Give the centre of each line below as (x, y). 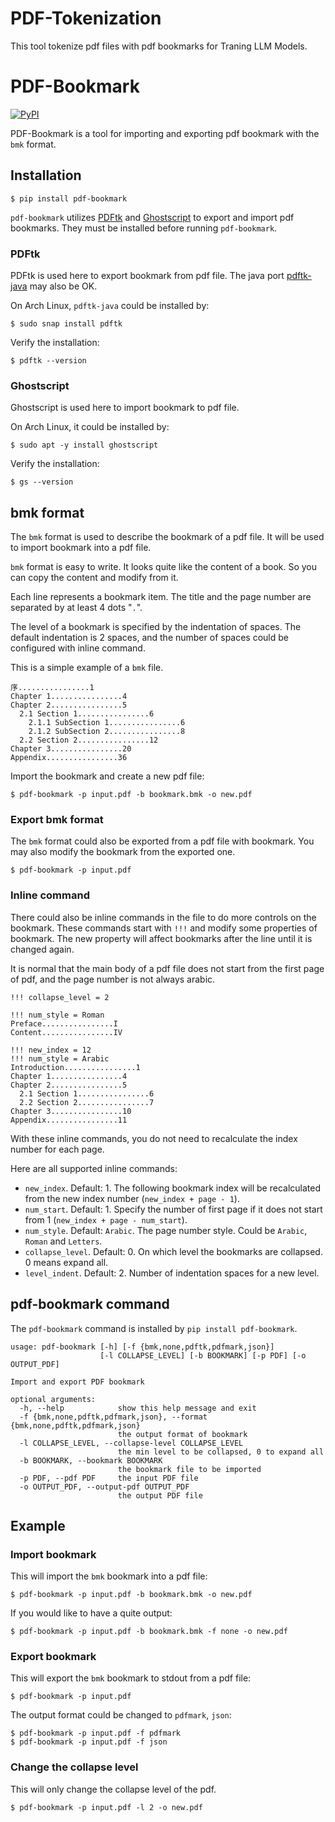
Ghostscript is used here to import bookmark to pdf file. (125, 408)
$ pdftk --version (48, 360)
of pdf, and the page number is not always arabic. (113, 979)
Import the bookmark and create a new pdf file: (107, 776)
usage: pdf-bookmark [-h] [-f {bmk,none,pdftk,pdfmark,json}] (142, 1347)
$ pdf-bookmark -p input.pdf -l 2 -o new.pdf (106, 1807)
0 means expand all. (66, 1262)
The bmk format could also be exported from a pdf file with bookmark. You (162, 841)
